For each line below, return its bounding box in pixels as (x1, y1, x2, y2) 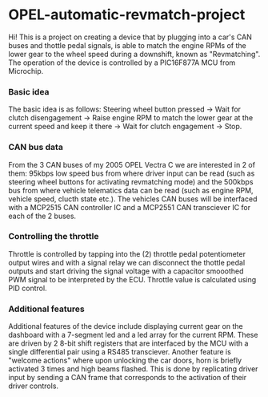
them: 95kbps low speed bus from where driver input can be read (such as (8, 168, 255, 178)
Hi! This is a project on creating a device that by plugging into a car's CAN (8, 32, 252, 42)
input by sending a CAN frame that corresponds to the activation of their (8, 373, 247, 383)
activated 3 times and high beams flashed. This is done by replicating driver (8, 364, 258, 374)
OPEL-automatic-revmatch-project (8, 6, 246, 24)
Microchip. (8, 66, 44, 75)
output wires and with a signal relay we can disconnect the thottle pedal (8, 257, 246, 267)
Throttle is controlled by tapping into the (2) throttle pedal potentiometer (8, 249, 246, 258)
